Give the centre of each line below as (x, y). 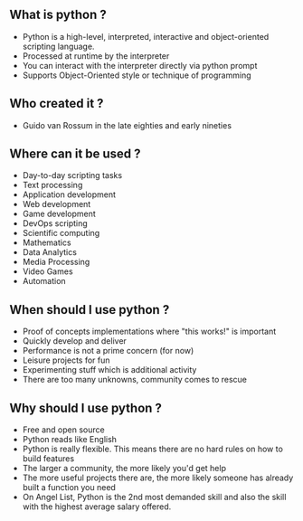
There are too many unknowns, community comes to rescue (134, 380)
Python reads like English (70, 440)
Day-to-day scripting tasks (72, 175)
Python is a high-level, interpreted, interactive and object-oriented (146, 36)
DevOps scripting (55, 223)
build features (48, 459)
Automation (44, 281)
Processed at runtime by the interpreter (96, 56)
